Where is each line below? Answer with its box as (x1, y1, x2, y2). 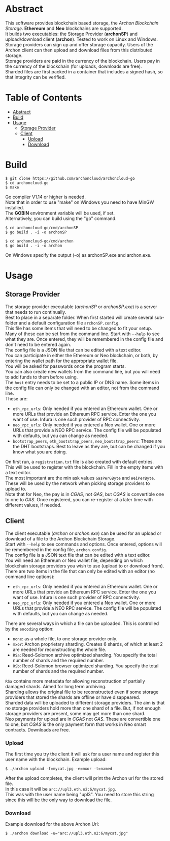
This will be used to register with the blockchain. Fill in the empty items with (5, 464, 163, 470)
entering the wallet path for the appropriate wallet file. (5, 358, 118, 364)
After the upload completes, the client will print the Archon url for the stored (5, 775, 164, 781)
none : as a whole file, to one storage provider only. (12, 635, 118, 642)
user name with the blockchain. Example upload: (5, 756, 107, 762)
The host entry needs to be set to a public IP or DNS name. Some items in (5, 379, 159, 385)
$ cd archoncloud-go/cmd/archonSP (5, 225, 79, 230)
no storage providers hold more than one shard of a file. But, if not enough (5, 705, 161, 711)
